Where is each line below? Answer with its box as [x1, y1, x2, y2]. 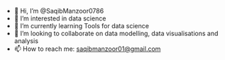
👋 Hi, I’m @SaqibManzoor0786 [13, 7, 104, 15]
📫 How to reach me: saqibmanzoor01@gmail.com [13, 44, 161, 53]
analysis [13, 37, 39, 45]
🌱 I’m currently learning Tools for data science [13, 22, 149, 30]
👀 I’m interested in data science [13, 14, 106, 23]
